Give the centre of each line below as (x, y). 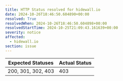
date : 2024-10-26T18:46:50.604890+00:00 (47, 14)
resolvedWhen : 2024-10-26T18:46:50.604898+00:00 (56, 23)
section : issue (21, 46)
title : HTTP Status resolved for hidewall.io (53, 10)
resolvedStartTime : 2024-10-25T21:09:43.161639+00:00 (62, 28)
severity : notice (23, 32)
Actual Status (75, 63)
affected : (15, 37)
